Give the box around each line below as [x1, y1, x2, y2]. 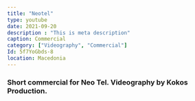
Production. [7, 86, 48, 96]
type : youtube [7, 16, 48, 23]
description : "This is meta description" [7, 29, 130, 36]
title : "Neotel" [7, 10, 54, 17]
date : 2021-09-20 [7, 23, 57, 30]
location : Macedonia [7, 55, 67, 62]
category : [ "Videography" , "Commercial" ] [7, 42, 128, 49]
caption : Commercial [7, 36, 67, 43]
